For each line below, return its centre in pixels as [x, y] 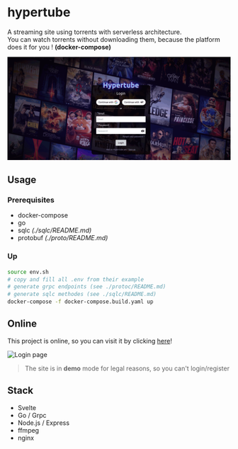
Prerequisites [31, 200]
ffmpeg [28, 430]
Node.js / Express [43, 423]
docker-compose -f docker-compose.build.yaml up [80, 302]
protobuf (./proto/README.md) [63, 238]
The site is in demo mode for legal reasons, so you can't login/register [127, 368]
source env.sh [28, 272]
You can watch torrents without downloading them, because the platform [114, 39]
